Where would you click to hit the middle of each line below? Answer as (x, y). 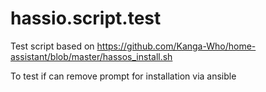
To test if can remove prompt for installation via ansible (123, 76)
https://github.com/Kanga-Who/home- (176, 46)
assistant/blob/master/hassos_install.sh (91, 56)
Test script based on (52, 46)
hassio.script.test (86, 18)
